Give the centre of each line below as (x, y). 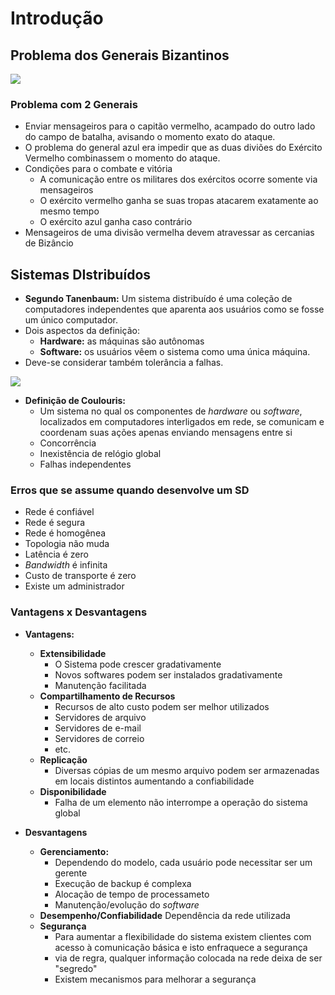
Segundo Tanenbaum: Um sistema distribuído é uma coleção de (158, 299)
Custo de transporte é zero (80, 576)
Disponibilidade (73, 791)
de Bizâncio (49, 243)
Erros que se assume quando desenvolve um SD (130, 490)
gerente (71, 873)
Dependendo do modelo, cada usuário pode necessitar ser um (183, 862)
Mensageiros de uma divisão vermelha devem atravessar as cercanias (169, 233)
